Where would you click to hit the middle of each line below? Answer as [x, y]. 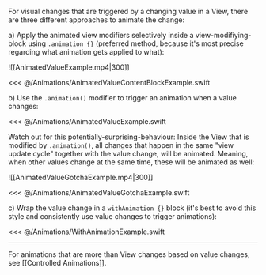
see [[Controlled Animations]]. [57, 263]
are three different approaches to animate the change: [96, 20]
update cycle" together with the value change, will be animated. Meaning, [128, 154]
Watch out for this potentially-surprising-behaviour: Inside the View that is [129, 137]
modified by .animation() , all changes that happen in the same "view [121, 145]
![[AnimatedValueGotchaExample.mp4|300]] [81, 177]
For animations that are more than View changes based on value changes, [129, 254]
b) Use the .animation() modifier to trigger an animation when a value [123, 98]
